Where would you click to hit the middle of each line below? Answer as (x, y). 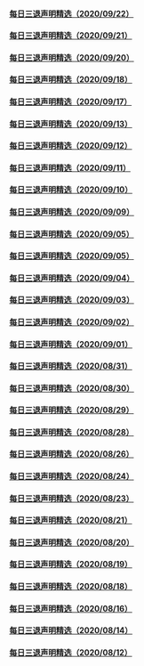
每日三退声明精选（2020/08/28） (72, 432)
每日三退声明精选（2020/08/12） (71, 652)
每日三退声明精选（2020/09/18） (71, 79)
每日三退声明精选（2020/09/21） (71, 36)
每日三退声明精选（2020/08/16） (71, 608)
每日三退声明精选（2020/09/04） (72, 278)
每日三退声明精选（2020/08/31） (71, 366)
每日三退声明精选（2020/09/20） (72, 57)
